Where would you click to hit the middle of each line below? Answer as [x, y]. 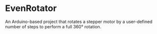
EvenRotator [31, 8]
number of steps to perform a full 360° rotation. [53, 26]
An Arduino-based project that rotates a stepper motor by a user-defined [79, 22]
